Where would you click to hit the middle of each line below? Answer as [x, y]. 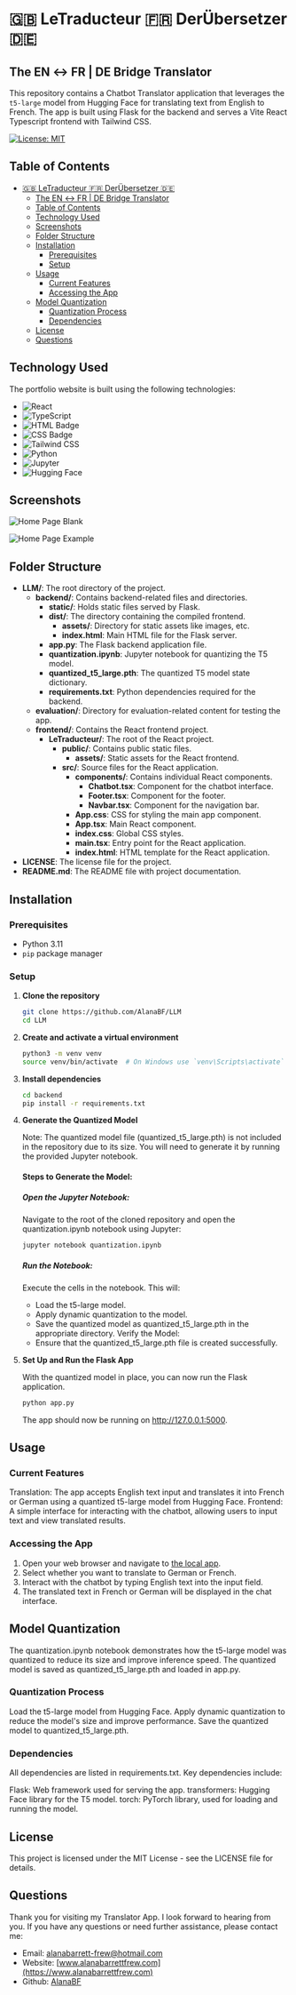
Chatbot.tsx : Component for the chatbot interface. [181, 786]
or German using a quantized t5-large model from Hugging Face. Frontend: [146, 1502]
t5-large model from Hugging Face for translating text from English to [137, 103]
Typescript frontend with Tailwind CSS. [81, 121]
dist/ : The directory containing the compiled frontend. [147, 617]
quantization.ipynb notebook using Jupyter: [101, 1229]
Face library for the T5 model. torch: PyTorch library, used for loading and [144, 1799]
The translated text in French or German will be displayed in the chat [147, 1592]
